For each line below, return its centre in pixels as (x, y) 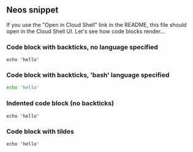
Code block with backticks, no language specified (82, 47)
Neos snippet (32, 10)
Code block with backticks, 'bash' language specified (88, 75)
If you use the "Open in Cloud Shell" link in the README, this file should (96, 24)
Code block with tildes (40, 131)
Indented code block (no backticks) (60, 103)
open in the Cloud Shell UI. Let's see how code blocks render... (86, 31)
